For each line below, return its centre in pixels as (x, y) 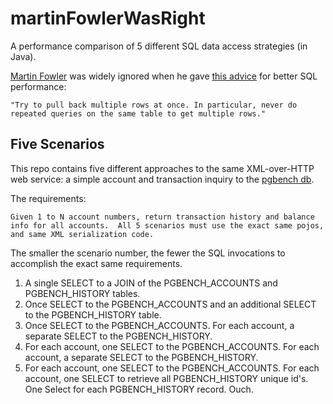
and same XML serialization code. (82, 234)
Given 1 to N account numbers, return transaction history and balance (162, 217)
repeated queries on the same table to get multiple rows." (138, 113)
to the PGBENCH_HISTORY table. (93, 314)
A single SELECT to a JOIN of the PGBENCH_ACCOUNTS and (151, 283)
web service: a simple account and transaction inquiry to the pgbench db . (162, 179)
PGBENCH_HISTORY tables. (82, 293)
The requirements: (48, 198)
